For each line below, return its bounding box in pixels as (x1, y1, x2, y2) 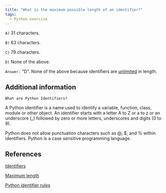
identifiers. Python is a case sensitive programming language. (5, 135, 131, 141)
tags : (5, 12, 16, 17)
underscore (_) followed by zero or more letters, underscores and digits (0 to (5, 115, 162, 122)
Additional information (5, 83, 76, 91)
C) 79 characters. (5, 49, 41, 55)
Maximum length (5, 173, 40, 179)
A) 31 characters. (5, 30, 40, 36)
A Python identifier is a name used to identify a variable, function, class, (5, 105, 152, 111)
